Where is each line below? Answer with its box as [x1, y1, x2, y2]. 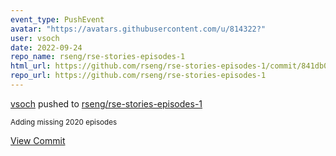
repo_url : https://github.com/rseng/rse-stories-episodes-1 [10, 71, 267, 81]
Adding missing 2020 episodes [10, 117, 118, 127]
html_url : [10, 61, 52, 71]
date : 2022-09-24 [10, 42, 83, 53]
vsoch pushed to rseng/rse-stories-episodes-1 [10, 97, 203, 110]
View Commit [10, 134, 66, 146]
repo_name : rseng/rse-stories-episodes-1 [10, 52, 186, 62]
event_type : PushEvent [10, 14, 105, 25]
